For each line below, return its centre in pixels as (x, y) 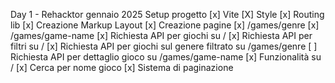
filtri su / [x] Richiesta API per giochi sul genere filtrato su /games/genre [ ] (164, 46)
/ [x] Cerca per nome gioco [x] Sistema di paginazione (122, 67)
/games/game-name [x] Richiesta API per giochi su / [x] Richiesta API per (161, 35)
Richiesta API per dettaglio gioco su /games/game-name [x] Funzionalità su (166, 57)
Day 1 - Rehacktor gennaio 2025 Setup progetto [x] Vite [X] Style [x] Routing (167, 14)
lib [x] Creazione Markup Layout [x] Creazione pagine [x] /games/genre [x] (165, 25)
